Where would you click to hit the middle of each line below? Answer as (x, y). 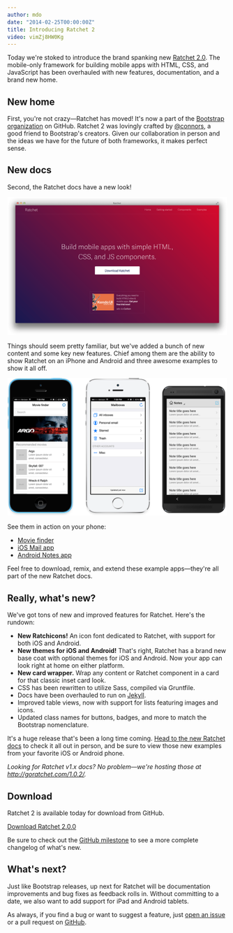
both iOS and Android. (49, 643)
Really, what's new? (52, 598)
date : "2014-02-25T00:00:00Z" (51, 22)
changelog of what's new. (44, 847)
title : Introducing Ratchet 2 (51, 29)
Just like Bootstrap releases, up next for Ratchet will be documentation (109, 886)
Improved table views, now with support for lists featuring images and (118, 703)
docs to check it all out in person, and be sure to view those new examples (114, 746)
